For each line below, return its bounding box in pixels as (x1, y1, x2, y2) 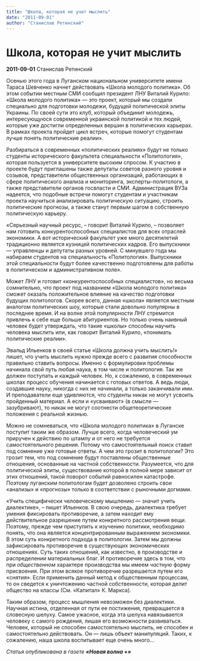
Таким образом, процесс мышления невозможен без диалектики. (6, 598, 176, 606)
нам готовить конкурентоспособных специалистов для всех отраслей (6, 228, 186, 235)
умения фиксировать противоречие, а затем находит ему (6, 510, 154, 518)
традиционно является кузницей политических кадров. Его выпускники (6, 241, 190, 248)
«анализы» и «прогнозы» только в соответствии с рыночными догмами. (6, 486, 192, 493)
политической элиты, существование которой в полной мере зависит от (6, 467, 192, 474)
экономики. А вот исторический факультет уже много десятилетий (6, 235, 179, 242)
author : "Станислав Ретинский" (6, 20, 84, 26)
